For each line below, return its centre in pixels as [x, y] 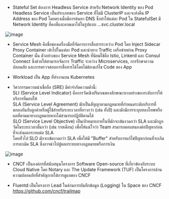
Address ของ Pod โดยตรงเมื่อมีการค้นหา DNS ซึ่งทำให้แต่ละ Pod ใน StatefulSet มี [87, 19]
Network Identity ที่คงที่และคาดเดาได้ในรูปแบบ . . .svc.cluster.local [74, 24]
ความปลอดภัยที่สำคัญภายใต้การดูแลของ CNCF [51, 175]
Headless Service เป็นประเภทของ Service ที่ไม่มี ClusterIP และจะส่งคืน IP [81, 13]
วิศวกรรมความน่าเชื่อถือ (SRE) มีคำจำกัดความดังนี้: [54, 87]
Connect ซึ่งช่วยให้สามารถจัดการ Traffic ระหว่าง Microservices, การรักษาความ [83, 61]
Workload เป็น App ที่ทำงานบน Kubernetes [53, 77]
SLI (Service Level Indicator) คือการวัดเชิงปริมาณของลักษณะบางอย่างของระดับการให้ [88, 93]
